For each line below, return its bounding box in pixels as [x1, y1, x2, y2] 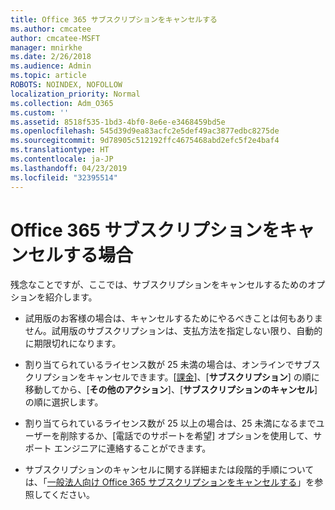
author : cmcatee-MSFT [10, 33, 101, 43]
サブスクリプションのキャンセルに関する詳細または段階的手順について [24, 464, 315, 476]
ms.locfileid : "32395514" [10, 172, 118, 183]
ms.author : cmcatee [10, 24, 92, 34]
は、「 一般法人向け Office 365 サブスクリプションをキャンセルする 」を [24, 476, 315, 488]
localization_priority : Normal [10, 89, 141, 99]
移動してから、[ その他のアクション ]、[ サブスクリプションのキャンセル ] [24, 384, 318, 396]
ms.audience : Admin [10, 61, 92, 71]
